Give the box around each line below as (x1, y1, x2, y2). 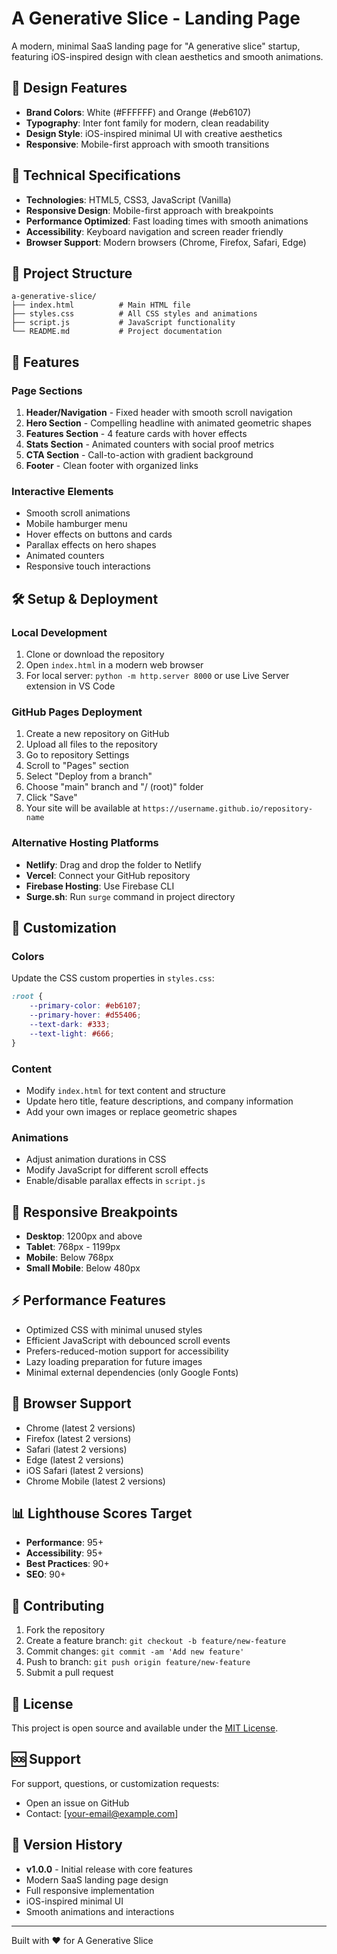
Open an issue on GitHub (25, 1797, 130, 1809)
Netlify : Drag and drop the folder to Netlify (25, 858, 202, 871)
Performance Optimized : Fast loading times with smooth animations (25, 215, 309, 227)
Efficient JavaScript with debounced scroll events (25, 1334, 231, 1346)
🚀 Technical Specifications (11, 167, 181, 184)
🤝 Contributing (11, 1597, 105, 1614)
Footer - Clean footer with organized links (25, 460, 199, 472)
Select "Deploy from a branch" (25, 770, 153, 782)
